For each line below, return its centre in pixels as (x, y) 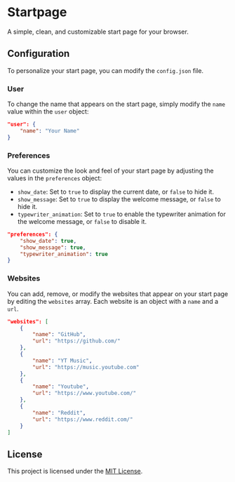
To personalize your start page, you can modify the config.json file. (106, 70)
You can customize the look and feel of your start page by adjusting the (110, 170)
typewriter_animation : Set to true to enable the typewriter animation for (122, 214)
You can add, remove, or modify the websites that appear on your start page (118, 294)
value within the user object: (48, 112)
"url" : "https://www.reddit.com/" (83, 419)
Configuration (39, 54)
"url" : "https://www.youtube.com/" (85, 394)
